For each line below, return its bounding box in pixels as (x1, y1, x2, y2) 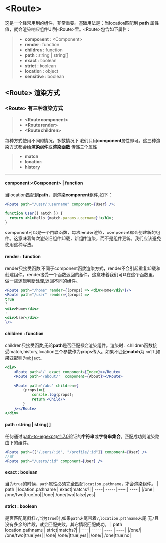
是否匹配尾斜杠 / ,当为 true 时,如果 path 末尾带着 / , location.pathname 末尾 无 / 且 (5, 515, 159, 521)
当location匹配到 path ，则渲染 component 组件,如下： (5, 192, 113, 198)
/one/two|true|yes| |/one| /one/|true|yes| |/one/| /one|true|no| (5, 532, 131, 538)
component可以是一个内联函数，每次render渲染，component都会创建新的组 (5, 230, 161, 235)
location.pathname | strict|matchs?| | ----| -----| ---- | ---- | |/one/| (5, 527, 142, 533)
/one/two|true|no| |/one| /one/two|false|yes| (5, 492, 95, 498)
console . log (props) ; (31, 392, 74, 397)
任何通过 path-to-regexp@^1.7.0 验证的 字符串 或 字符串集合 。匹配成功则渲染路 (5, 433, 160, 439)
